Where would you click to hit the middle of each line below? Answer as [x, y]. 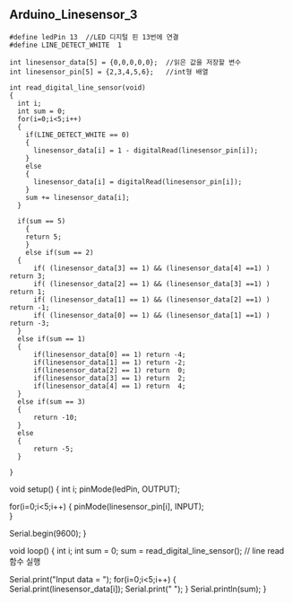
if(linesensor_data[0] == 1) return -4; [109, 354]
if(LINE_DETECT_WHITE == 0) [78, 135]
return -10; [55, 417]
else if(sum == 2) [60, 252]
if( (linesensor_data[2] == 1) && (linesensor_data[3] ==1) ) [151, 284]
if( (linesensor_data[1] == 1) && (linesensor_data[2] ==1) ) [151, 300]
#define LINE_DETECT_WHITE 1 [66, 45]
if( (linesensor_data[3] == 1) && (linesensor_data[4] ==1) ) [151, 268]
